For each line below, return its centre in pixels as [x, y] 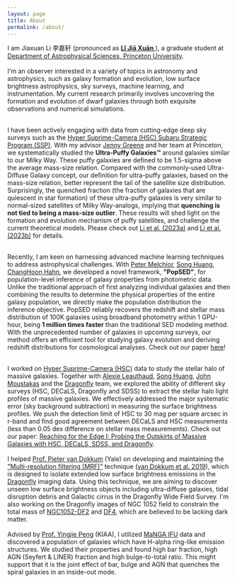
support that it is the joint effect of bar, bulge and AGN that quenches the [114, 565]
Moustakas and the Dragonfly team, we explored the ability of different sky [116, 384]
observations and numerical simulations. [67, 109]
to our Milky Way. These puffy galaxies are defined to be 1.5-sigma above [114, 160]
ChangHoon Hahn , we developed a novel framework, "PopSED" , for [107, 272]
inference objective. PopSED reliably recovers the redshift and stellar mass [116, 310]
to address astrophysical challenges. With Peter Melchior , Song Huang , [111, 265]
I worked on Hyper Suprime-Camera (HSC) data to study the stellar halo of [116, 369]
